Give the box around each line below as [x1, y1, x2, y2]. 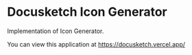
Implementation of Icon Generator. [7, 27, 104, 35]
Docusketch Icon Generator [7, 4, 167, 20]
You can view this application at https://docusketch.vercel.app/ [7, 40, 185, 48]
